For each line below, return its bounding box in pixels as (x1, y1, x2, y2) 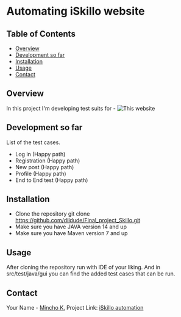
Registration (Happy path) (15, 157, 80, 164)
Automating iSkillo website (6, 4, 145, 18)
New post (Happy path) (15, 163, 74, 170)
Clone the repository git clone (15, 210, 90, 217)
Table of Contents (6, 29, 76, 39)
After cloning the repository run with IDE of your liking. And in (6, 264, 160, 271)
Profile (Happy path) (15, 170, 66, 177)
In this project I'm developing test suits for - (6, 104, 116, 112)
